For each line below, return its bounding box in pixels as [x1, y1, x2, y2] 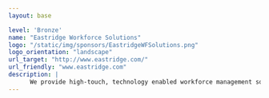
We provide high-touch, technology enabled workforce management [29, 77, 252, 86]
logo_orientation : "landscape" [8, 49, 113, 57]
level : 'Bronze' [8, 25, 62, 34]
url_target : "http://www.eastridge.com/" [8, 56, 149, 64]
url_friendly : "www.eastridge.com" [8, 63, 127, 72]
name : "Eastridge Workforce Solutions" [8, 33, 142, 41]
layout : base [8, 11, 52, 20]
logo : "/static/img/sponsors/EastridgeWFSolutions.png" [8, 41, 199, 49]
